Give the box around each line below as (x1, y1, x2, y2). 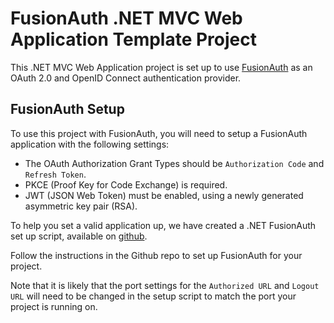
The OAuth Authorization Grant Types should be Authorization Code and (24, 157, 325, 169)
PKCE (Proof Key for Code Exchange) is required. (24, 178, 228, 191)
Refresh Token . (24, 168, 87, 180)
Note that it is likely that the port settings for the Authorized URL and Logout (10, 279, 320, 291)
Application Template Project (10, 28, 258, 51)
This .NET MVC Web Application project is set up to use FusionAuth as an (10, 61, 313, 73)
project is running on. (10, 300, 98, 312)
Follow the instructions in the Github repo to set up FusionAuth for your (10, 249, 303, 261)
